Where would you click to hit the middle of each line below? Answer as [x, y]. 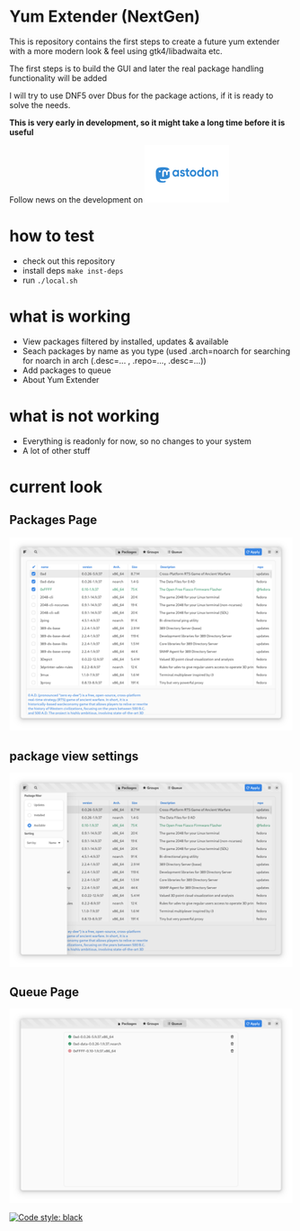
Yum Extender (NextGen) [105, 17]
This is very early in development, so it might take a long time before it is [147, 122]
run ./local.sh [50, 280]
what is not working [84, 416]
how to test [52, 236]
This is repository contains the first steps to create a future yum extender [145, 41]
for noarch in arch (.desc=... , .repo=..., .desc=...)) [114, 360]
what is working [70, 317]
